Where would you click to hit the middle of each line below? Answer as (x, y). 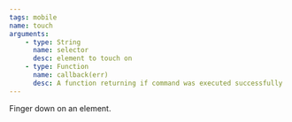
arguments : (29, 34)
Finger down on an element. (60, 108)
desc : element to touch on (82, 58)
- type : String (53, 42)
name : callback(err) (70, 75)
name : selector (61, 50)
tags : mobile (33, 17)
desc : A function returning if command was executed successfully (158, 83)
